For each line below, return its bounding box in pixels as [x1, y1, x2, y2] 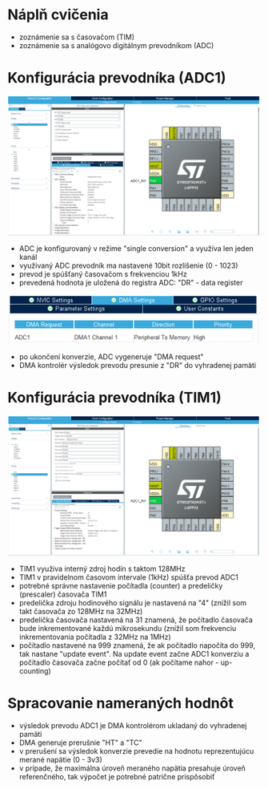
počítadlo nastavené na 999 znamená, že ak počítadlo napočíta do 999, [18, 641, 256, 650]
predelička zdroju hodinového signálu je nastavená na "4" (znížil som [18, 598, 247, 608]
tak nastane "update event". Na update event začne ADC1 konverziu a [18, 649, 250, 659]
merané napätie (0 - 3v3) [18, 755, 103, 765]
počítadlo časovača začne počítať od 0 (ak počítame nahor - [18, 657, 219, 667]
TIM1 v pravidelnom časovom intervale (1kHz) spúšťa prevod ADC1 [18, 573, 239, 582]
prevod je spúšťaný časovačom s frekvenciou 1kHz [18, 269, 187, 279]
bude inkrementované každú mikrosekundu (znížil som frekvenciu [18, 624, 237, 633]
